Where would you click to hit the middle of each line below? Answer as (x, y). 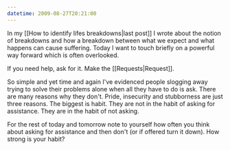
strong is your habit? (36, 139)
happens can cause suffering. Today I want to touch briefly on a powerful (111, 47)
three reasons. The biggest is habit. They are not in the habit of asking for (111, 103)
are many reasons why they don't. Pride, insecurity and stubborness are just (115, 96)
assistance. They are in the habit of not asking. (73, 111)
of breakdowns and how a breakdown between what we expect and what (111, 40)
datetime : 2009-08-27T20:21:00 (52, 13)
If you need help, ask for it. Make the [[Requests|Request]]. (91, 68)
